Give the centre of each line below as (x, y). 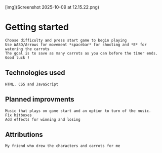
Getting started (37, 27)
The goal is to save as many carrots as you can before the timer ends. (81, 53)
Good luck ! (17, 57)
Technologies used (35, 73)
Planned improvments (40, 99)
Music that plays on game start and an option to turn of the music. (78, 111)
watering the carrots (27, 49)
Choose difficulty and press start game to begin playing (66, 40)
